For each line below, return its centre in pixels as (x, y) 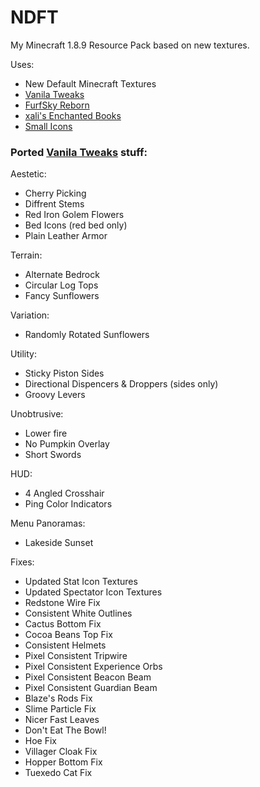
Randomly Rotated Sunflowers (87, 335)
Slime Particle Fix (60, 709)
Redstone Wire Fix (62, 603)
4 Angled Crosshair (64, 493)
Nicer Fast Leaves (62, 720)
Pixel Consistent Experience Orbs (93, 667)
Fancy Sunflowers (62, 296)
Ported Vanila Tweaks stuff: (79, 152)
